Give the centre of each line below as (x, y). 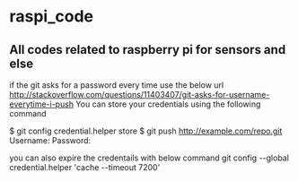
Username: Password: (50, 140)
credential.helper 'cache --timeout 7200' (85, 167)
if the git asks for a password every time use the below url (117, 85)
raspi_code (52, 17)
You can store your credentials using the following (168, 104)
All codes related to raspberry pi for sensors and (148, 50)
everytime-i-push (42, 104)
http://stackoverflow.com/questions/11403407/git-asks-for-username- (140, 95)
